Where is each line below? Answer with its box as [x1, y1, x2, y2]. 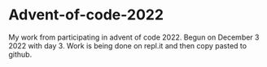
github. [8, 49, 33, 59]
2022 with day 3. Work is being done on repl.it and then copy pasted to [8, 40, 247, 50]
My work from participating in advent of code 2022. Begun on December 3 [8, 32, 260, 42]
